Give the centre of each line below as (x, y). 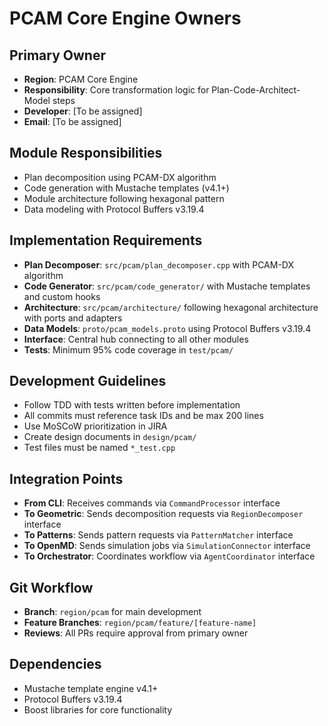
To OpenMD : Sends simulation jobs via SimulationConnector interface (167, 546)
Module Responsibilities (86, 153)
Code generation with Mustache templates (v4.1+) (126, 188)
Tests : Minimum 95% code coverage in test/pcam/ (128, 349)
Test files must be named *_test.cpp (99, 448)
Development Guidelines (88, 381)
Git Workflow (51, 587)
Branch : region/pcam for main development (112, 612)
